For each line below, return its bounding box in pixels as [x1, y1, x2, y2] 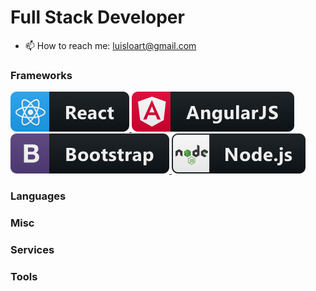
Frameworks [10, 68, 73, 82]
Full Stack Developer [10, 6, 185, 29]
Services [10, 243, 55, 256]
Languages [10, 189, 67, 203]
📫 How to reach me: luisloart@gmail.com [24, 39, 197, 51]
